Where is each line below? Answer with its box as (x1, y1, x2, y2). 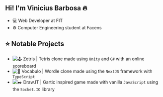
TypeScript (12, 74, 35, 79)
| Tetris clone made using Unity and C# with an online (36, 56, 145, 62)
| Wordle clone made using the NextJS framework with (42, 68, 153, 74)
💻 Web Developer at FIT (12, 17, 63, 23)
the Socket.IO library (12, 86, 55, 92)
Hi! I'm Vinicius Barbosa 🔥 (5, 4, 88, 12)
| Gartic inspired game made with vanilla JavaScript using (40, 79, 159, 85)
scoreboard (12, 63, 36, 69)
